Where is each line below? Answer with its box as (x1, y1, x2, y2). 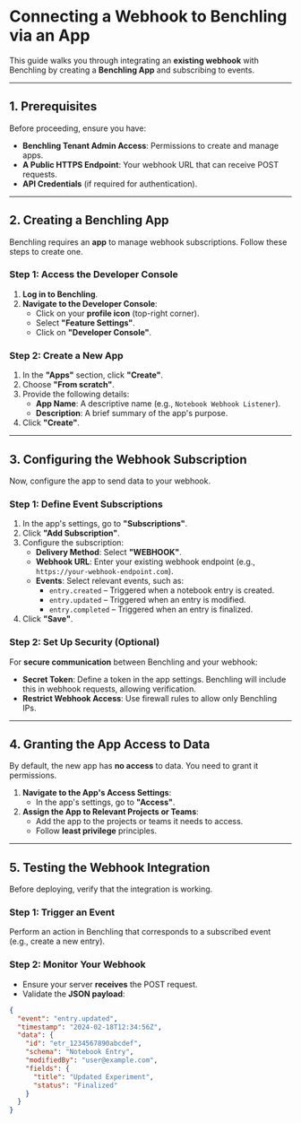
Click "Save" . (21, 614, 73, 624)
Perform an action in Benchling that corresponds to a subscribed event (9, 927, 271, 937)
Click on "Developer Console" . (35, 326, 152, 337)
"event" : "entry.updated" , (17, 1014, 118, 1023)
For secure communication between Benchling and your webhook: (9, 657, 258, 667)
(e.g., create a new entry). (9, 936, 106, 947)
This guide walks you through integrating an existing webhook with (9, 55, 260, 65)
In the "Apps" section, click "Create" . (21, 370, 164, 380)
